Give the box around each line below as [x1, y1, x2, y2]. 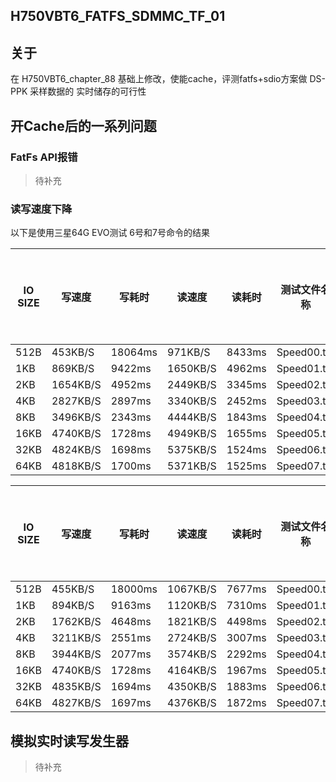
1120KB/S [167, 599, 217, 613]
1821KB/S [167, 615, 217, 629]
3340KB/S [167, 394, 217, 408]
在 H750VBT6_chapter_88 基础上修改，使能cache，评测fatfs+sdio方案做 [10, 73, 308, 85]
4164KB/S [167, 664, 217, 678]
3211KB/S [51, 631, 102, 645]
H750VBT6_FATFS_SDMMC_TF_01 [10, 8, 226, 25]
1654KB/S [51, 378, 102, 392]
